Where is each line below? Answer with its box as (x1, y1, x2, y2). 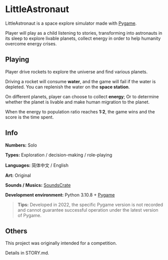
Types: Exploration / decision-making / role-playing (5, 152, 112, 158)
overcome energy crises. (5, 40, 57, 46)
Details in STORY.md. (5, 250, 49, 256)
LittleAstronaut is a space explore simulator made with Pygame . (5, 20, 137, 26)
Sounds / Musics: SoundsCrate (5, 182, 71, 188)
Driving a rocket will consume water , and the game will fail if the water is (5, 78, 156, 84)
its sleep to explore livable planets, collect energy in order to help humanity (5, 35, 161, 41)
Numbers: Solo (5, 142, 37, 148)
